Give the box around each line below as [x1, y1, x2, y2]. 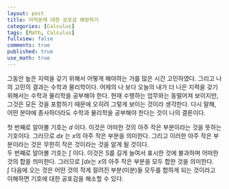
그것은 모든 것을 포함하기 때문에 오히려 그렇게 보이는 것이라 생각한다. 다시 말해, [7, 100, 217, 108]
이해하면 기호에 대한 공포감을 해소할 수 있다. [7, 174, 124, 182]
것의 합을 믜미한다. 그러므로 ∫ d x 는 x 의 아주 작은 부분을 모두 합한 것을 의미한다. [7, 157, 214, 165]
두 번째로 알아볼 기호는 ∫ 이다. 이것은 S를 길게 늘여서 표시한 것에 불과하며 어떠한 [7, 149, 219, 157]
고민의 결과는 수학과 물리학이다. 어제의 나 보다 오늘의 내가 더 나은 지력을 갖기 [14, 83, 219, 91]
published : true [7, 49, 53, 55]
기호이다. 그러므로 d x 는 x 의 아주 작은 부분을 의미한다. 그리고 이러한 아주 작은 [7, 131, 212, 140]
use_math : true [7, 55, 51, 62]
